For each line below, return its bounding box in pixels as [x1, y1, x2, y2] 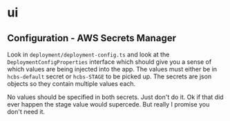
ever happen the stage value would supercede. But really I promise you [7, 100, 210, 108]
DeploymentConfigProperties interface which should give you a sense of [7, 58, 212, 66]
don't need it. [7, 108, 46, 115]
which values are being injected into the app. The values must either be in [7, 65, 218, 73]
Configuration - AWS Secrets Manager [7, 32, 176, 44]
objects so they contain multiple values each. [7, 80, 136, 87]
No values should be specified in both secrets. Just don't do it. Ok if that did [7, 93, 224, 101]
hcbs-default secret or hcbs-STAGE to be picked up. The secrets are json [7, 72, 212, 80]
